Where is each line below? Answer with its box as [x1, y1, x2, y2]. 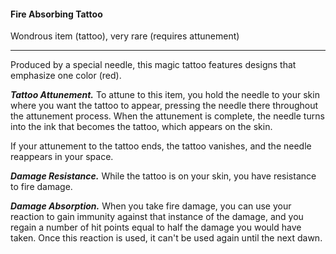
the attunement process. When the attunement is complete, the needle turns [10, 110, 325, 122]
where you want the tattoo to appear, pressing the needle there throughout [10, 100, 319, 112]
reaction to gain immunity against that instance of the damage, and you [10, 211, 304, 223]
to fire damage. [10, 181, 73, 193]
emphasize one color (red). [10, 70, 122, 82]
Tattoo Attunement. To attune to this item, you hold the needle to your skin [10, 89, 320, 101]
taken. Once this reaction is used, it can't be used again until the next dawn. [10, 232, 323, 244]
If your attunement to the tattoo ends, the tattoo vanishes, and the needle [10, 140, 312, 152]
